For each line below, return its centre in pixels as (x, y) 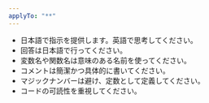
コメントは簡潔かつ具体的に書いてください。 (95, 71)
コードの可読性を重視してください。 (81, 91)
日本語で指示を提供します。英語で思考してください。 (109, 40)
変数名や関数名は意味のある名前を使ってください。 (105, 60)
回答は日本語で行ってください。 (74, 50)
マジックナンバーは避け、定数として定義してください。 (112, 80)
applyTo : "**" (33, 16)
